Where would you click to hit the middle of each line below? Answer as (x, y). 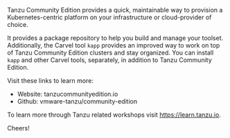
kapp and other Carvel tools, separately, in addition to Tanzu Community (110, 60)
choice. (18, 24)
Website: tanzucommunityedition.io (68, 94)
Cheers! (18, 128)
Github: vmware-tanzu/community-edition (77, 101)
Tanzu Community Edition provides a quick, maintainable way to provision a (115, 10)
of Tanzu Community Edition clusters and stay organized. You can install (110, 52)
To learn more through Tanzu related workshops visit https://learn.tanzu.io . (114, 115)
